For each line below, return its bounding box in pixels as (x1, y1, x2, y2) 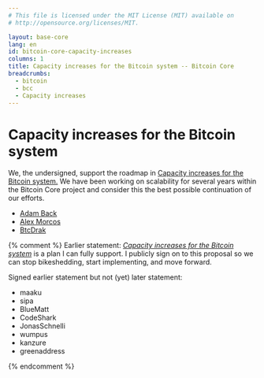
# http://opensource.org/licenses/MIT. (8, 19, 139, 27)
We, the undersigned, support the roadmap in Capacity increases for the (8, 169, 244, 178)
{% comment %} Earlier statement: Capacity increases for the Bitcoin (8, 241, 234, 250)
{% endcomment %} (8, 361, 75, 371)
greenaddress (19, 346, 65, 356)
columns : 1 (8, 55, 44, 63)
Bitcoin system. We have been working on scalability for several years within (8, 176, 257, 186)
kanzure (19, 338, 46, 347)
